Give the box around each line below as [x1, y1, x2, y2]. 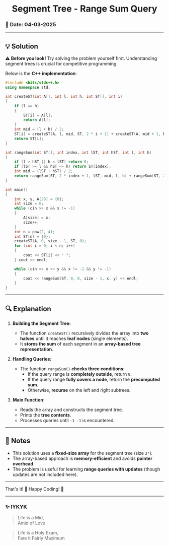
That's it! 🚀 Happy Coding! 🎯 [5, 486, 64, 492]
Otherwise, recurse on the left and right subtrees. [27, 387, 131, 393]
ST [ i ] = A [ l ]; [23, 113, 53, 118]
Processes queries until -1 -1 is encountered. [20, 417, 115, 423]
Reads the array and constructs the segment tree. [20, 406, 123, 413]
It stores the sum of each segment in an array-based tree [20, 340, 141, 347]
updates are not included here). [12, 471, 78, 477]
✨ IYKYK [5, 503, 28, 510]
